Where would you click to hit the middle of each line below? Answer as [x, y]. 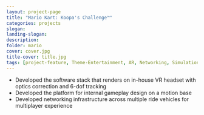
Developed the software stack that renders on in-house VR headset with [105, 80]
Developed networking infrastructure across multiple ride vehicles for [102, 99]
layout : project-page [34, 12]
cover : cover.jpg [28, 51]
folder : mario [24, 46]
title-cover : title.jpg [36, 57]
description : [23, 40]
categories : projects [34, 23]
